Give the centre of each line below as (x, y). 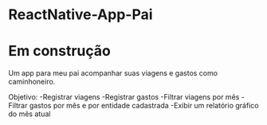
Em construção (60, 51)
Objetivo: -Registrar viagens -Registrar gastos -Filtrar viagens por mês (124, 97)
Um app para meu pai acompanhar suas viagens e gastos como (113, 73)
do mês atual (29, 114)
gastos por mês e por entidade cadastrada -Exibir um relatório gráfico (144, 106)
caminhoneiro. (32, 82)
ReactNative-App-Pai (80, 15)
